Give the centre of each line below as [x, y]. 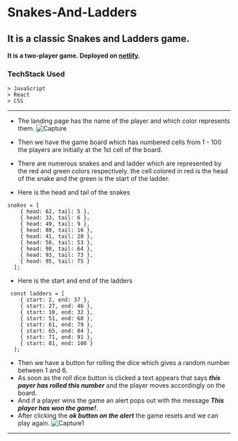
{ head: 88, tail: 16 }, [57, 230]
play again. [34, 423]
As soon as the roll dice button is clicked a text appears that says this [119, 378]
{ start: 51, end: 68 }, [57, 319]
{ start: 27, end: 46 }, [57, 306]
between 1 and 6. [42, 371]
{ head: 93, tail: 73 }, [57, 255]
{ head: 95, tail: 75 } [55, 261]
